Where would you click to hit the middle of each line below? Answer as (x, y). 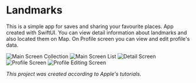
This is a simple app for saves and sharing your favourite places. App (90, 26)
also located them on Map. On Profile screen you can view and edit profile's (98, 39)
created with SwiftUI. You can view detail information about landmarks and (97, 32)
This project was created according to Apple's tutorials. (74, 74)
